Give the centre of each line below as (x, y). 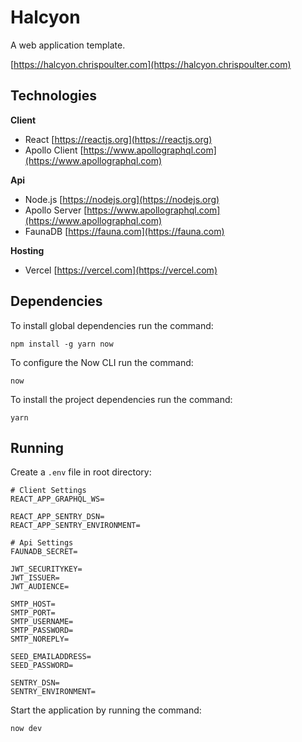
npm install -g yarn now (62, 344)
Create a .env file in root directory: (81, 472)
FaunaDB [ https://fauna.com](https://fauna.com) (124, 231)
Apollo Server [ (56, 210)
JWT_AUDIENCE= (40, 587)
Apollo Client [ (54, 150)
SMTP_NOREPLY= (40, 639)
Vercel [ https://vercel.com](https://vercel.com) (121, 270)
